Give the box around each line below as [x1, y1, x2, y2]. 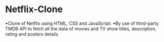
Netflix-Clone [5, 4, 63, 15]
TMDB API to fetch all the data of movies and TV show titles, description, [5, 25, 156, 31]
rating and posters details [5, 31, 59, 37]
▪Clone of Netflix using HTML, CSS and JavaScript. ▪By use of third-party [5, 20, 159, 26]
